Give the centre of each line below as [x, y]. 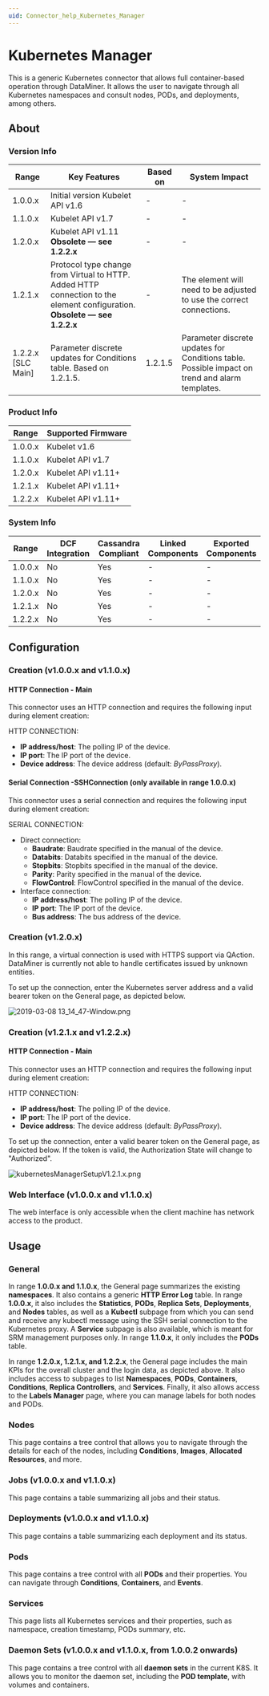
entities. [21, 972]
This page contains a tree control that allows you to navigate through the [128, 1442]
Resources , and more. [45, 1459]
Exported [231, 543]
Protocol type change [91, 265]
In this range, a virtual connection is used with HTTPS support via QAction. [131, 955]
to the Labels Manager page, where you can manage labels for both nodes [132, 1395]
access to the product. [45, 1221]
